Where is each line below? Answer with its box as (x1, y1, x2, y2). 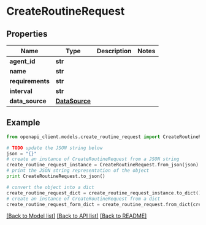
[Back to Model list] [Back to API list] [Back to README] (6, 212, 147, 219)
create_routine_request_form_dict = (6, 201, 100, 207)
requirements (9, 77, 50, 85)
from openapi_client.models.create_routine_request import (6, 133, 161, 140)
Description (96, 47, 132, 55)
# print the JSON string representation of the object (6, 168, 150, 174)
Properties (6, 29, 48, 39)
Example (6, 117, 40, 128)
